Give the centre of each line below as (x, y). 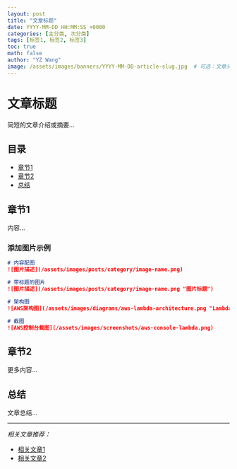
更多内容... (23, 370)
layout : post (26, 14)
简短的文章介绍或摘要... (41, 125)
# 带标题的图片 (26, 283)
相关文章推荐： (29, 434)
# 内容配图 (21, 263)
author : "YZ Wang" (34, 60)
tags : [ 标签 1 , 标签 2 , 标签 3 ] (47, 40)
